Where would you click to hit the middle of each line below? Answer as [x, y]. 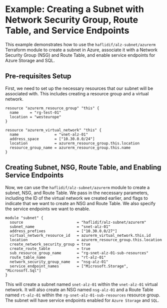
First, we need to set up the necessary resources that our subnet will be [79, 88]
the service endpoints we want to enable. [48, 209]
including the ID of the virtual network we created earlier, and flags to [77, 198]
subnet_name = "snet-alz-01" [60, 227]
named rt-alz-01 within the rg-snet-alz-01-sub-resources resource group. [83, 295]
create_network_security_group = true [50, 244]
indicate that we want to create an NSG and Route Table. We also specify [80, 203]
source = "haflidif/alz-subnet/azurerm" [78, 222]
